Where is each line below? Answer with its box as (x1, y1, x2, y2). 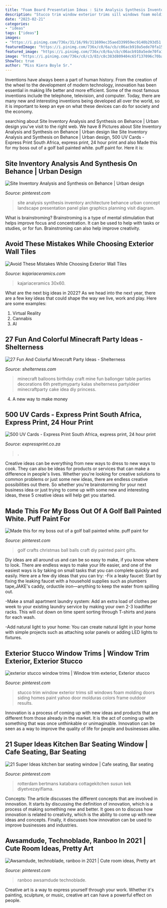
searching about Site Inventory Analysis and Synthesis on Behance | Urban (5, 118, 159, 124)
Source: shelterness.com (5, 366, 56, 372)
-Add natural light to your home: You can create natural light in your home (5, 624, 156, 630)
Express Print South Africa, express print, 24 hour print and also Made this (5, 139, 158, 145)
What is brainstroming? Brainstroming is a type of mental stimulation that (5, 214, 154, 220)
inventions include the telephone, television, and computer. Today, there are (5, 93, 161, 99)
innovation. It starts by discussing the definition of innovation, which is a (5, 801, 153, 807)
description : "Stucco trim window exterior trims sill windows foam (5, 12, 150, 17)
